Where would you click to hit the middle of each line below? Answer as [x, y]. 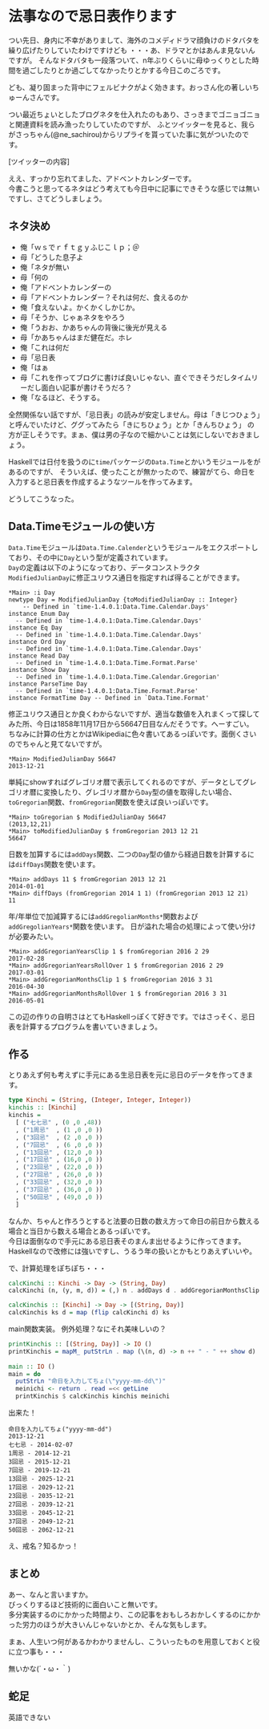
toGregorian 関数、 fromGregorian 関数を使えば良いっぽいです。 [111, 802]
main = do [25, 1374]
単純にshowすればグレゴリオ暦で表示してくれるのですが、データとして [125, 782]
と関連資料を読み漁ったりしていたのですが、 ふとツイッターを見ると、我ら [132, 124]
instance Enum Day [39, 613]
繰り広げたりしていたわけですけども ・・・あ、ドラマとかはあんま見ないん [132, 50]
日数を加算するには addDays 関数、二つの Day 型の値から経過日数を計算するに [131, 854]
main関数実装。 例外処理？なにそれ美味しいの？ [87, 1329]
